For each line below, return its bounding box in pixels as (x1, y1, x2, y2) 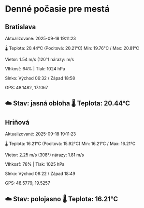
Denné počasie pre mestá (5, 3, 110, 15)
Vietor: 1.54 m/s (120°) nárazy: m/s (5, 57, 74, 62)
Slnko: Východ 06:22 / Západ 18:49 (5, 171, 76, 176)
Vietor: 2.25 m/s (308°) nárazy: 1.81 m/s (5, 152, 84, 158)
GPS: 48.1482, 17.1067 (5, 85, 48, 90)
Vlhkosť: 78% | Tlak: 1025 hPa (5, 161, 65, 167)
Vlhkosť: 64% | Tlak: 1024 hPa (5, 66, 65, 71)
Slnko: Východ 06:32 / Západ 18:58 (5, 75, 75, 81)
